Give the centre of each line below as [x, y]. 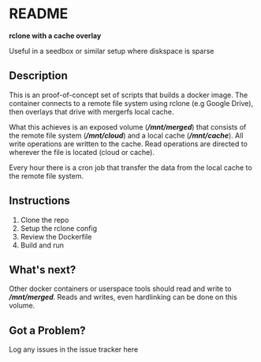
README [39, 14]
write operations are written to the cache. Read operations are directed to [128, 144]
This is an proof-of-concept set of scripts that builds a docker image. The [129, 95]
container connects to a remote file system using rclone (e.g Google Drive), [131, 103]
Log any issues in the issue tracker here [74, 349]
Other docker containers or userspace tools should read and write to [120, 288]
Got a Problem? [47, 330]
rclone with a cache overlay [55, 36]
